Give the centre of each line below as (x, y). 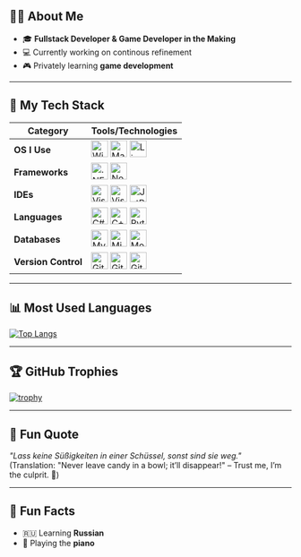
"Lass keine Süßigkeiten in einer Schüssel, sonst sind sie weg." (125, 456)
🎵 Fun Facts (43, 511)
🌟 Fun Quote (44, 434)
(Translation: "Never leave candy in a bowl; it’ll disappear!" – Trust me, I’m (146, 466)
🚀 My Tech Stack (57, 105)
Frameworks (41, 172)
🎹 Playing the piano (58, 543)
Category (48, 131)
